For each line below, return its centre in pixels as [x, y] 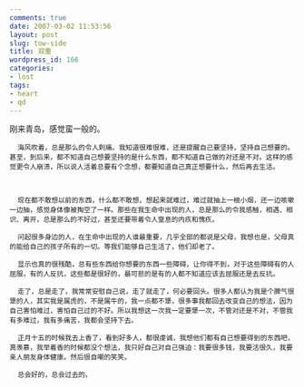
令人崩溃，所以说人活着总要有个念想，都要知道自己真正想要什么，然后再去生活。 [151, 167]
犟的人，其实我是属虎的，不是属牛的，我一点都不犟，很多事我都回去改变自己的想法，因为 [151, 301]
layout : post [34, 34]
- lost [22, 77]
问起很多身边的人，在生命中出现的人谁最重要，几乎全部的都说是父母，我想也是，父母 [152, 237]
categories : [32, 69]
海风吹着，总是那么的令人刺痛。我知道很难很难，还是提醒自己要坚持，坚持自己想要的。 [156, 148]
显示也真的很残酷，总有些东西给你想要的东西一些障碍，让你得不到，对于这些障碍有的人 [156, 265]
